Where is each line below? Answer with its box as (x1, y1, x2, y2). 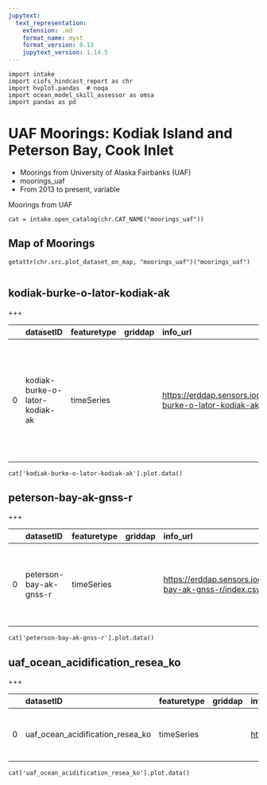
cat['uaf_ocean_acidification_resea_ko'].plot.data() (8, 769, 191, 777)
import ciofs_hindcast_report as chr (8, 77, 133, 85)
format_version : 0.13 (22, 41, 94, 49)
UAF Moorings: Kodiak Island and (8, 125, 233, 143)
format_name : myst (22, 33, 83, 42)
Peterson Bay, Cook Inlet (8, 141, 174, 160)
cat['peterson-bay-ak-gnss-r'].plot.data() (8, 634, 155, 642)
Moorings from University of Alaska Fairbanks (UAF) (19, 168, 192, 177)
